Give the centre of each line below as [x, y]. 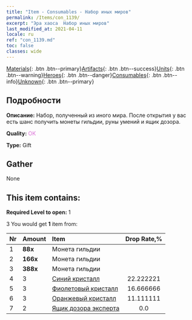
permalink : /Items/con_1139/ [43, 18]
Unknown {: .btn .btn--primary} [56, 81]
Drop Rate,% [144, 239]
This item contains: [43, 198]
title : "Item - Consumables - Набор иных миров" [69, 12]
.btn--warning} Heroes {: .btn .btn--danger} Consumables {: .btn [84, 75]
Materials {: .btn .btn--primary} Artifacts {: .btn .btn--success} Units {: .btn [95, 68]
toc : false [20, 46]
